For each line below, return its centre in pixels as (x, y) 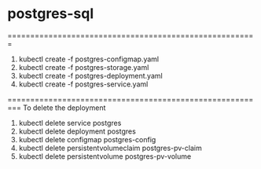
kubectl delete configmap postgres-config (87, 139)
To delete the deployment (64, 108)
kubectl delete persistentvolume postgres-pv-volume (105, 156)
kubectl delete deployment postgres (77, 131)
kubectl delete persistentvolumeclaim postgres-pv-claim (110, 148)
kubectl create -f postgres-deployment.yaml (90, 75)
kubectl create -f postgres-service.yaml (83, 84)
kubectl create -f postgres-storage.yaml (84, 67)
